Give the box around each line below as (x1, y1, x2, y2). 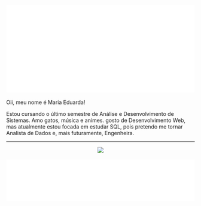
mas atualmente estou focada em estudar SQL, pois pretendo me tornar (6, 123, 184, 130)
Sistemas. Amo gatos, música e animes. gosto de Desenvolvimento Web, (6, 117, 186, 124)
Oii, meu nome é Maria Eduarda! (6, 98, 86, 106)
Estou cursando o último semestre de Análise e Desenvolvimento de (6, 111, 175, 118)
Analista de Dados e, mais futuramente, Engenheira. (6, 130, 135, 137)
